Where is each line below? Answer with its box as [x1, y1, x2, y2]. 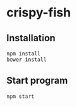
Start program [6, 75, 68, 86]
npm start [6, 93, 35, 100]
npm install [6, 50, 41, 57]
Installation [6, 32, 56, 44]
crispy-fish [6, 5, 71, 21]
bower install [6, 56, 47, 63]
